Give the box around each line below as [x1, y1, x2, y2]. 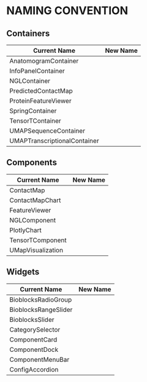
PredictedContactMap [9, 87, 73, 95]
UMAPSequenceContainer [9, 127, 86, 135]
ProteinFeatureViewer [9, 96, 72, 105]
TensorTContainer [9, 117, 61, 125]
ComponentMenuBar [9, 355, 70, 364]
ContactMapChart [9, 196, 61, 205]
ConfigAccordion [9, 365, 59, 373]
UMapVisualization [9, 246, 63, 254]
